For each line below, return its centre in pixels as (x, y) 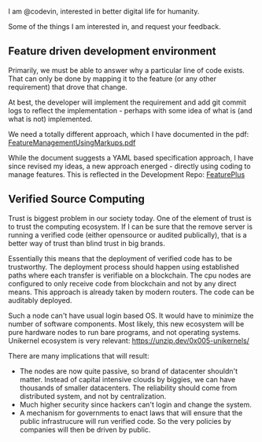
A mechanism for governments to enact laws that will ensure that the (131, 413)
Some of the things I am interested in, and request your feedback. (115, 26)
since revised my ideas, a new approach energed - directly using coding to (129, 166)
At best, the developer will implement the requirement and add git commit (127, 102)
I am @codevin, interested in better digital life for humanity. (104, 11)
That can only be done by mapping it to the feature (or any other (112, 79)
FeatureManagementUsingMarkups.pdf (72, 142)
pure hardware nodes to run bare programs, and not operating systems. (125, 332)
